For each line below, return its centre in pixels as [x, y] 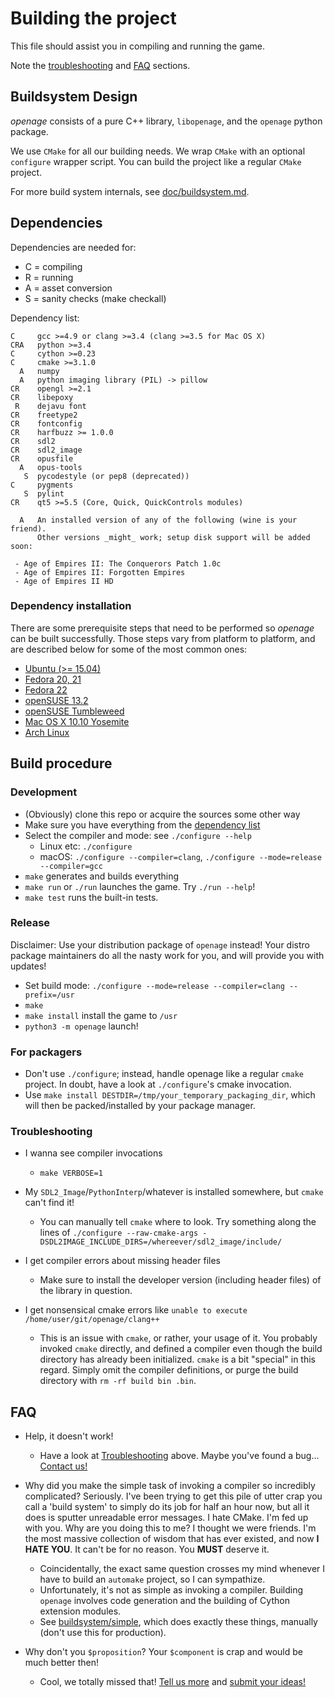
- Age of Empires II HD [64, 581]
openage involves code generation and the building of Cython [164, 1601]
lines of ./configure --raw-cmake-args [119, 1233]
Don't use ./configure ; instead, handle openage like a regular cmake [164, 1074]
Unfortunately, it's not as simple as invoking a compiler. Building [171, 1590]
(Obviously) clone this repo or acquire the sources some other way [162, 814]
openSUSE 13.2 [56, 700]
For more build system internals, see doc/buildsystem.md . [130, 191]
